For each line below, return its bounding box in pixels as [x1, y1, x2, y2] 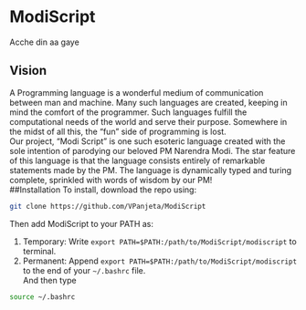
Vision [9, 63, 47, 78]
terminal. [22, 245, 57, 256]
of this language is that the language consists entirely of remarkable [9, 155, 266, 166]
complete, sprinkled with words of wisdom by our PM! [9, 174, 213, 185]
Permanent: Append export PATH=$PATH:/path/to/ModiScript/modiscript [22, 255, 298, 266]
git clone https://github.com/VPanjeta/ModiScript [9, 201, 206, 211]
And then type [22, 274, 77, 285]
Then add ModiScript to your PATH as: [9, 218, 153, 229]
